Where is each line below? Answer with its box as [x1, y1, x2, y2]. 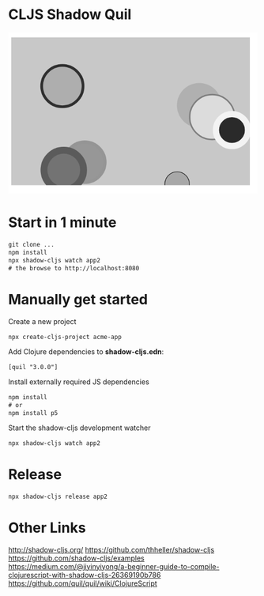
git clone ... [8, 240, 55, 248]
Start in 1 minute [8, 213, 117, 232]
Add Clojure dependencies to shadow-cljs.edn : [8, 346, 164, 356]
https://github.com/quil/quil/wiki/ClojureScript [8, 579, 158, 588]
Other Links [8, 519, 86, 537]
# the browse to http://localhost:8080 [8, 264, 140, 272]
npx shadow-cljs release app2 [8, 492, 108, 500]
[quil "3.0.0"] [8, 363, 58, 371]
